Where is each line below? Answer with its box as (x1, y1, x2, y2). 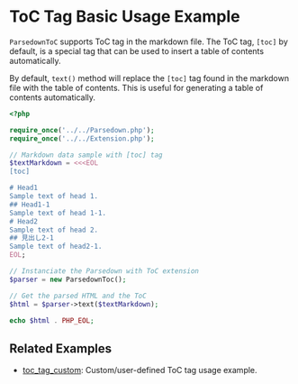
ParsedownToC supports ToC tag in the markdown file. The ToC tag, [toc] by (9, 36, 288, 47)
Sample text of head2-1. (9, 242, 103, 251)
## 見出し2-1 (9, 233, 54, 242)
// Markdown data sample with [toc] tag (9, 151, 164, 160)
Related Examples (9, 341, 113, 356)
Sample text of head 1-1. (9, 208, 106, 217)
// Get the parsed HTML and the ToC (9, 291, 147, 300)
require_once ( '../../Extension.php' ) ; (9, 133, 155, 143)
